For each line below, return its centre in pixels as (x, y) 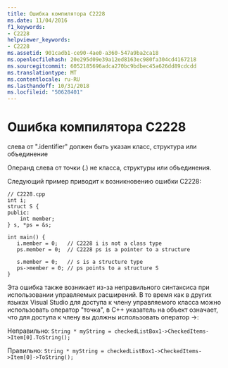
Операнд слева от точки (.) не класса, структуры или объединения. (109, 168)
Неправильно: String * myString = (59, 331)
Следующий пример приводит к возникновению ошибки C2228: (104, 182)
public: (19, 213)
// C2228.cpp (26, 194)
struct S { (23, 207)
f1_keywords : (26, 27)
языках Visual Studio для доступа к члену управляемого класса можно (114, 303)
